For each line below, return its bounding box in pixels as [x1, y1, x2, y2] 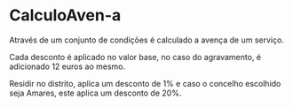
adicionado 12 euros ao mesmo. [9, 61, 126, 72]
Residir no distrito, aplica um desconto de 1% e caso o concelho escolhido [9, 78, 281, 88]
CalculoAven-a [9, 5, 122, 26]
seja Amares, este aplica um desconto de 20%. [9, 88, 182, 98]
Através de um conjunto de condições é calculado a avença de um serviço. [9, 34, 284, 45]
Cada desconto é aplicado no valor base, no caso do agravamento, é [9, 51, 262, 62]
